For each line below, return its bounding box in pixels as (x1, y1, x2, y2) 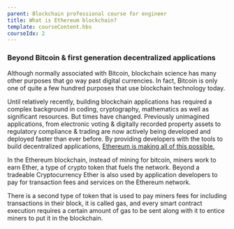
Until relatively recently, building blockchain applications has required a (7, 97, 212, 106)
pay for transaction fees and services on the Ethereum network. (7, 178, 191, 186)
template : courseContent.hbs (7, 23, 92, 30)
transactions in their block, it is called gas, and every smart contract (7, 199, 203, 207)
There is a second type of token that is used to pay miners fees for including (7, 191, 227, 200)
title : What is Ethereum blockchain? (7, 17, 117, 24)
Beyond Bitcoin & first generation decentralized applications (7, 53, 217, 63)
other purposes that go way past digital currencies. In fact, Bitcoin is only (7, 76, 218, 85)
